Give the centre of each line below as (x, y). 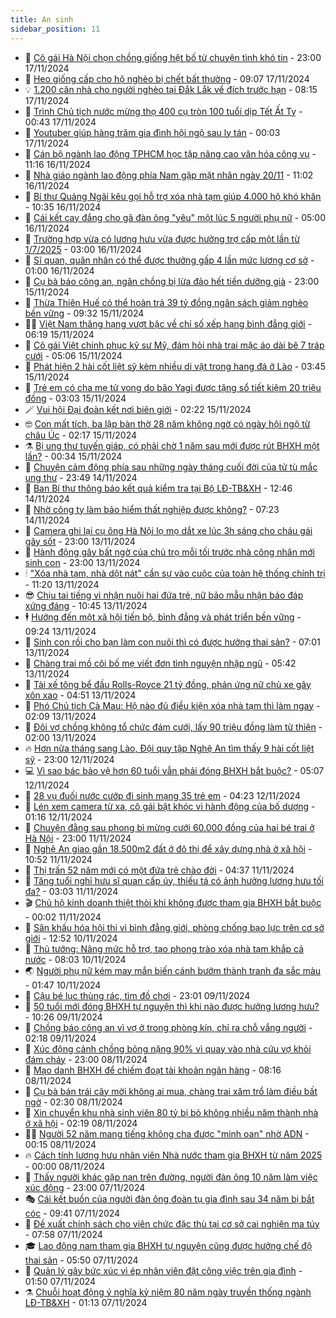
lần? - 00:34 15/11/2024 (73, 456)
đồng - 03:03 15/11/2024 (75, 398)
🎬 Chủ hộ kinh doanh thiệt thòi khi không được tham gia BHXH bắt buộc (173, 902)
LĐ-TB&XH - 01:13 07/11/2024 (86, 1302)
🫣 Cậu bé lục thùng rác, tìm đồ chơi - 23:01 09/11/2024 (137, 995)
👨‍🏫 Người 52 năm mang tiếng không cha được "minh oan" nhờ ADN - (167, 1133)
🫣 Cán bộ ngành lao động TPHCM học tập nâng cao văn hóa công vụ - (170, 153)
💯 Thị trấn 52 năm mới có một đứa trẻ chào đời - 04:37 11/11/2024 (159, 870)
